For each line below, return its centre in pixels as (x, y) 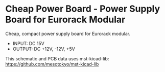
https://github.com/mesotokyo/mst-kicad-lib (52, 64)
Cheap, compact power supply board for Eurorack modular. (68, 33)
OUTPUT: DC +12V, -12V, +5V (44, 49)
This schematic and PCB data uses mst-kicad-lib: (57, 58)
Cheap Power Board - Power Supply (83, 9)
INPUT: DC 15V (28, 43)
